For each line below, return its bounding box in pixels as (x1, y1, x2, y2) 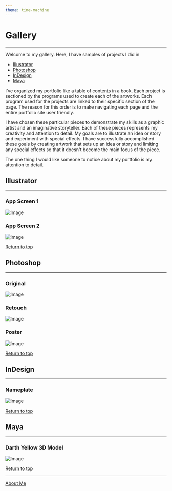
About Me (5, 480, 27, 486)
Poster (5, 329, 22, 336)
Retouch (5, 304, 27, 311)
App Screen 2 (5, 222, 40, 229)
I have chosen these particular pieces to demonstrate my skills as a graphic (5, 119, 165, 125)
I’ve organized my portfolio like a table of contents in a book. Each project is (5, 88, 165, 94)
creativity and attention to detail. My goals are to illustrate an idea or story (5, 130, 161, 136)
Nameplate (5, 386, 33, 393)
